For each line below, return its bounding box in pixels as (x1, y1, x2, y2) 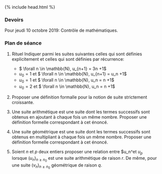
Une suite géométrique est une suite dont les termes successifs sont (11, 128, 150, 134)
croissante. (11, 99, 35, 105)
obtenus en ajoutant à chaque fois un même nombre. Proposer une (11, 114, 147, 120)
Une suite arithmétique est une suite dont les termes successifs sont (11, 109, 150, 115)
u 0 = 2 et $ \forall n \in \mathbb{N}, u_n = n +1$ (19, 83, 116, 90)
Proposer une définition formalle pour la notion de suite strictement (11, 94, 147, 100)
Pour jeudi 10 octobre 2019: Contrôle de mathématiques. (4, 27, 118, 33)
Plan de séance (4, 40, 42, 47)
